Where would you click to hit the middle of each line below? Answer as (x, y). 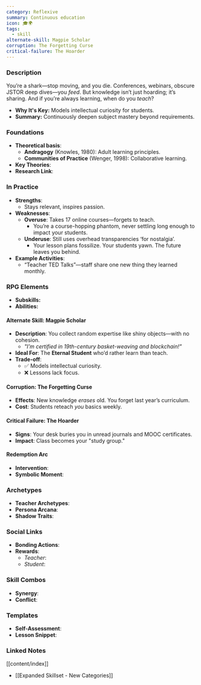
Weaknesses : (32, 213)
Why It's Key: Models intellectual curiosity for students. (84, 110)
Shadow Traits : (35, 516)
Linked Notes (26, 650)
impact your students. (60, 232)
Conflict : (26, 600)
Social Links (25, 532)
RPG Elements (28, 286)
